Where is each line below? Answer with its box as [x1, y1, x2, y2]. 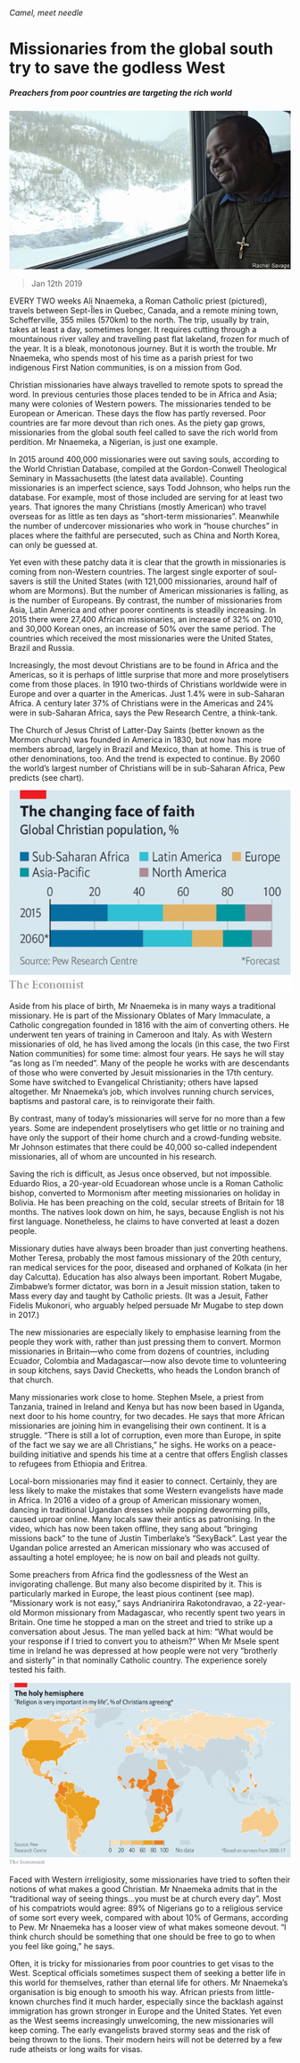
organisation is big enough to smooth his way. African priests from [9, 1986, 254, 1997]
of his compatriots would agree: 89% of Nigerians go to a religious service [9, 1903, 284, 1913]
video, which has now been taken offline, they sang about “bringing [9, 1523, 258, 1535]
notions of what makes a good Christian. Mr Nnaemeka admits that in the [9, 1883, 279, 1894]
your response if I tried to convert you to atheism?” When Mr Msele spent [9, 1636, 279, 1647]
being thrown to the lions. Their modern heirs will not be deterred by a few [9, 2033, 283, 2045]
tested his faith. [9, 1665, 67, 1675]
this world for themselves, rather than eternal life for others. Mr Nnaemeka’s [9, 1977, 288, 1988]
